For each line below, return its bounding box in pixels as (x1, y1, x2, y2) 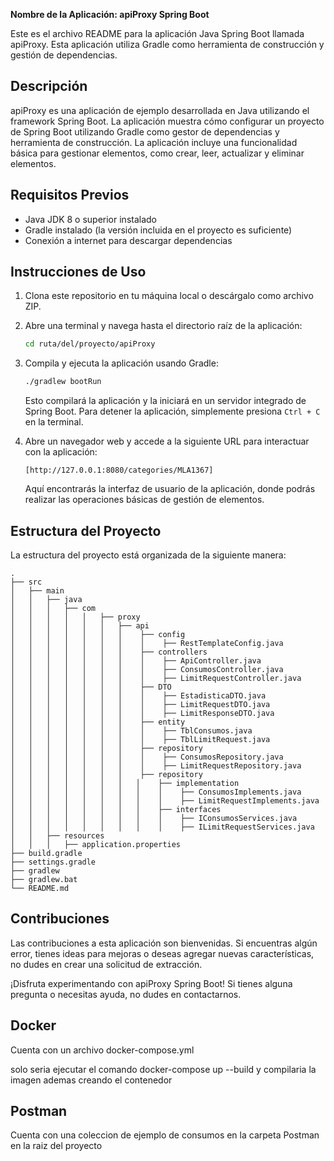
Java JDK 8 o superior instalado (24, 213, 157, 225)
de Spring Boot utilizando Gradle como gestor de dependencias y (10, 125, 280, 138)
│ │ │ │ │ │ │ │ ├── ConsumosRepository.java (10, 752, 284, 762)
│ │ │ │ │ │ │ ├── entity (10, 717, 186, 727)
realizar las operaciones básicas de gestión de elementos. (24, 494, 265, 506)
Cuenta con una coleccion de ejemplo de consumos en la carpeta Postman (10, 1129, 320, 1141)
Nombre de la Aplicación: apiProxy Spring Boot (10, 9, 210, 20)
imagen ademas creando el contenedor (10, 1074, 173, 1086)
